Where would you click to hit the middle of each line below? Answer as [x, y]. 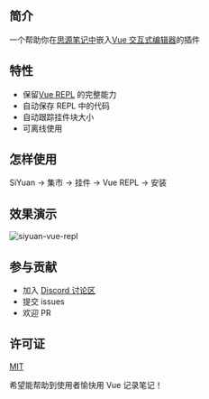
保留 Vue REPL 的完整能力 [69, 94]
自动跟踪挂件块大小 [58, 116]
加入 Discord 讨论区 [59, 291]
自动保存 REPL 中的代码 [66, 106]
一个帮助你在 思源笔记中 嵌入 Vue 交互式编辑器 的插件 [105, 40]
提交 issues [43, 302]
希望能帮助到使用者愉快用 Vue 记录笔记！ [86, 385]
